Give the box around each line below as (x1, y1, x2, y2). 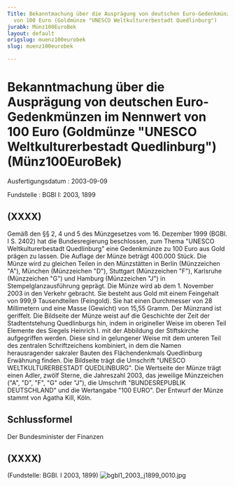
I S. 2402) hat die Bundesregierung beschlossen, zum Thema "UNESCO (7, 236, 215, 245)
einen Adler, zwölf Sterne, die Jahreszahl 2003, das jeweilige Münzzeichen (7, 371, 224, 379)
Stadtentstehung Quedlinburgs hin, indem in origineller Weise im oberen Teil (7, 318, 227, 327)
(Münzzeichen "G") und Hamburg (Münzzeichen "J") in (7, 274, 166, 283)
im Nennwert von (104, 109, 206, 125)
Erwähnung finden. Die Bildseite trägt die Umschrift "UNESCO (7, 356, 186, 365)
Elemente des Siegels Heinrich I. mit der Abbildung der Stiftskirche (7, 326, 199, 335)
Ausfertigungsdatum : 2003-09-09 (7, 177, 108, 185)
